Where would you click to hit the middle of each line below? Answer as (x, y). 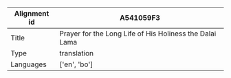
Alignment (32, 13)
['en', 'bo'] (76, 64)
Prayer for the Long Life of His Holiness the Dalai (138, 34)
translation (77, 53)
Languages (29, 64)
